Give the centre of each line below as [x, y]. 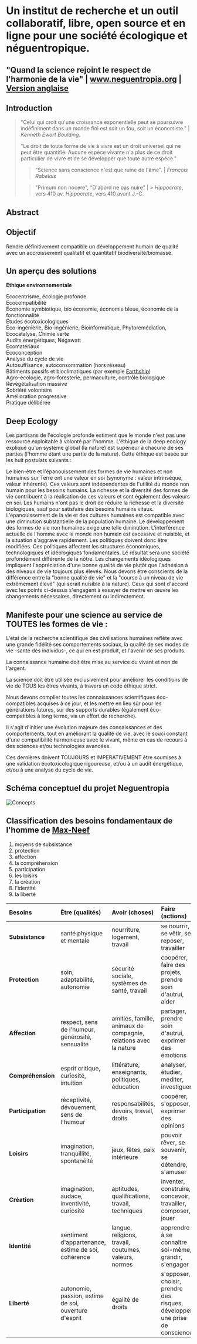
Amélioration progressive [36, 396]
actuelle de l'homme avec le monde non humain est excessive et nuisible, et [98, 534]
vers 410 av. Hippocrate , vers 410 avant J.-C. [89, 194]
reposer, [173, 941]
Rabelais [46, 176]
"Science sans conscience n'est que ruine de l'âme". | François [111, 170]
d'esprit [71, 1318]
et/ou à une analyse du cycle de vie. [50, 770]
